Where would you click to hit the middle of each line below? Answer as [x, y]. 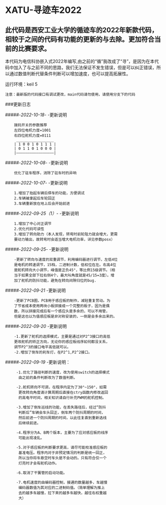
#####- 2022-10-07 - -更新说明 [36, 183]
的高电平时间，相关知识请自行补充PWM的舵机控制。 [62, 398]
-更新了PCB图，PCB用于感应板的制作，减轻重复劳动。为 [62, 301]
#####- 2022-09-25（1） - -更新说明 [42, 213]
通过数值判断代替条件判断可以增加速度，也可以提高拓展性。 [70, 74]
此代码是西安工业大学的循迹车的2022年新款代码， [82, 30]
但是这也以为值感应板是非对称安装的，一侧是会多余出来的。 [65, 317]
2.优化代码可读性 [29, 229]
